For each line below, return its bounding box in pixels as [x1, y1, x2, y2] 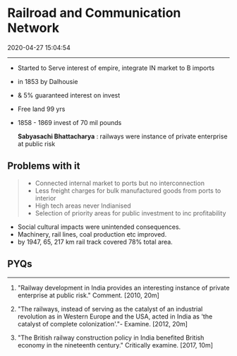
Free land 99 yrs [17, 105, 66, 113]
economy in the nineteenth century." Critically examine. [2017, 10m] [17, 340, 214, 349]
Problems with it [7, 160, 80, 172]
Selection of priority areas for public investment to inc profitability [35, 208, 226, 217]
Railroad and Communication [7, 5, 181, 21]
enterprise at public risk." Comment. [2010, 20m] [17, 291, 160, 299]
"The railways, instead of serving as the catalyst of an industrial [17, 304, 203, 313]
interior [35, 194, 56, 202]
